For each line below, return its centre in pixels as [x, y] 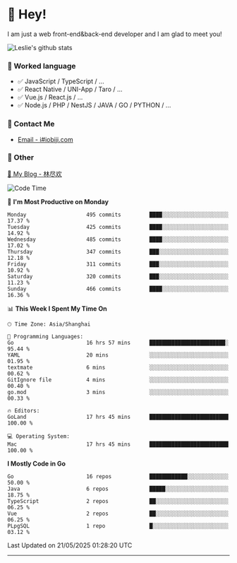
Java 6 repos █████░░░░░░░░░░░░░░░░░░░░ [118, 489]
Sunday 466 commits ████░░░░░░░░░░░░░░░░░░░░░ [118, 289]
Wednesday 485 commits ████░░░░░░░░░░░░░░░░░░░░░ [118, 239]
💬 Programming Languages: [45, 336]
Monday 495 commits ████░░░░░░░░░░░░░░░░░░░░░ [118, 215]
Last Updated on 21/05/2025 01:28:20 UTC [70, 545]
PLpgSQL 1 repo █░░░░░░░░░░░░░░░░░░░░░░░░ [118, 526]
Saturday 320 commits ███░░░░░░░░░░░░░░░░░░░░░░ [118, 276]
